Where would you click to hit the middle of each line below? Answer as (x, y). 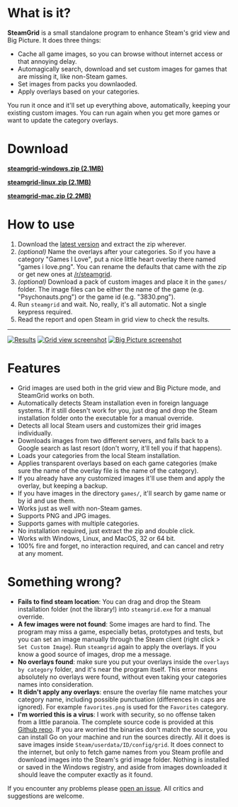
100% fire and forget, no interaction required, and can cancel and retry (121, 546)
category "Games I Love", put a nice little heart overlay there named (117, 259)
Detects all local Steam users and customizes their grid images (109, 425)
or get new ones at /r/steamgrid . (64, 274)
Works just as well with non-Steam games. (80, 508)
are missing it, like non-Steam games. (73, 76)
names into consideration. (56, 684)
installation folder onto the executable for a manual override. (106, 418)
